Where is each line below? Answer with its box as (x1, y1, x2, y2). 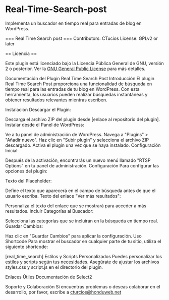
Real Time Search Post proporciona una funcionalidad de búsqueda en (5, 81, 152, 87)
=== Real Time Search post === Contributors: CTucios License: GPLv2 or (5, 35, 158, 41)
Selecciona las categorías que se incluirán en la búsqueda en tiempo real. (5, 218, 158, 224)
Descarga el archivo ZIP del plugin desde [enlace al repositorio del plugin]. (5, 116, 160, 122)
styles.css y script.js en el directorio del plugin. (5, 264, 103, 270)
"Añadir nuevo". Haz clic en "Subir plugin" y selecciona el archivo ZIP (5, 137, 149, 143)
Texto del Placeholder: (5, 177, 52, 184)
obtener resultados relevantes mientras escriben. (5, 97, 107, 103)
